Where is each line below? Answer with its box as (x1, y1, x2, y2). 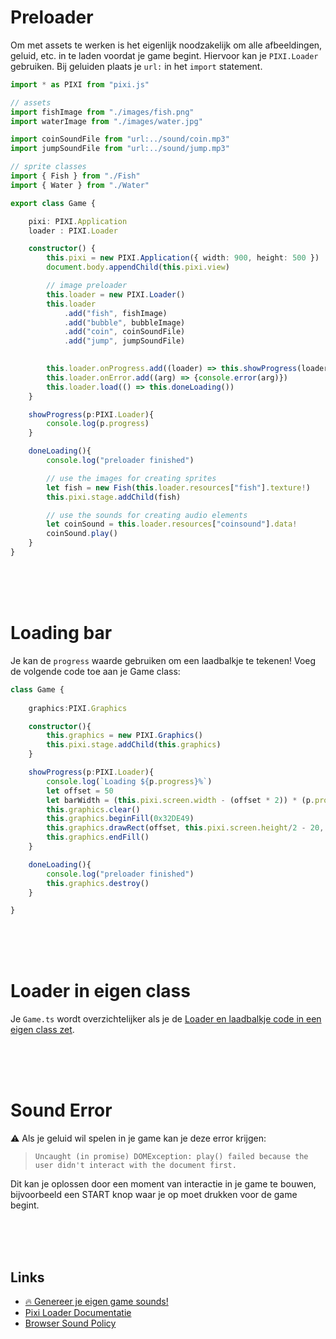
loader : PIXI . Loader (28, 226, 118, 236)
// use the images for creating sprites (46, 473, 217, 483)
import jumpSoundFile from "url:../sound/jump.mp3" (10, 144, 230, 154)
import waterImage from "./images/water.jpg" (10, 116, 203, 126)
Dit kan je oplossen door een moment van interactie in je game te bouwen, (10, 1178, 317, 1190)
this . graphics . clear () (46, 804, 141, 815)
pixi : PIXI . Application (28, 216, 128, 226)
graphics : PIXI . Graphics (28, 703, 128, 713)
